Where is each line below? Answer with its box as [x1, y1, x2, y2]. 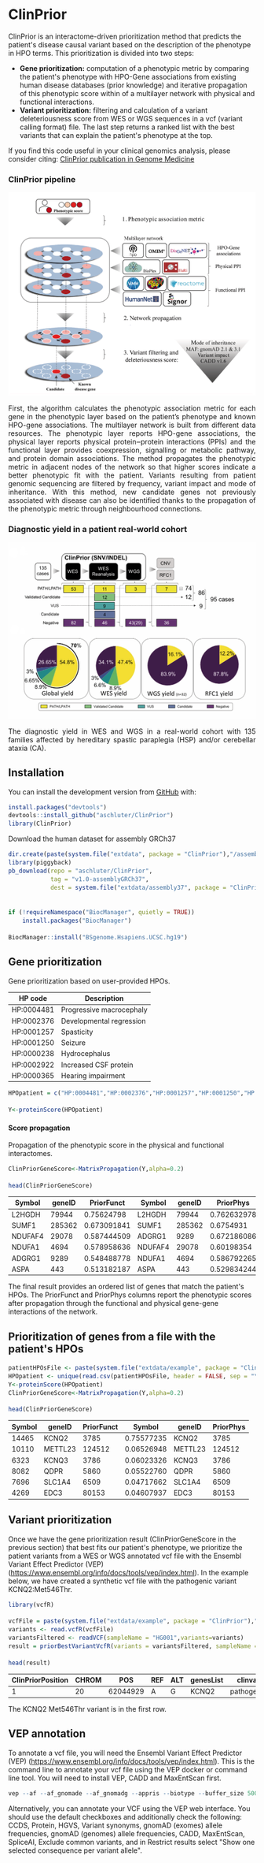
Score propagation [8, 1123, 71, 1132]
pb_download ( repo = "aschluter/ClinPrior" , [8, 867, 153, 875]
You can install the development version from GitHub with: [8, 786, 196, 797]
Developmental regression [60, 1016, 146, 1025]
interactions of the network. [8, 1307, 98, 1317]
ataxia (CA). [8, 743, 47, 753]
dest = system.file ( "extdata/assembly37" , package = [49, 883, 226, 891]
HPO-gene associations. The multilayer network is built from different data [8, 420, 256, 429]
